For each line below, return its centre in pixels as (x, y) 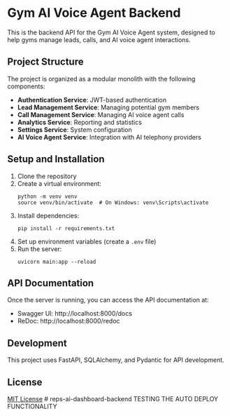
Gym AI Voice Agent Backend (94, 13)
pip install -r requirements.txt (66, 228)
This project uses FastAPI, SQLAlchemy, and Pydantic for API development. (116, 360)
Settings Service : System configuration (75, 129)
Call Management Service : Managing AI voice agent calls (101, 114)
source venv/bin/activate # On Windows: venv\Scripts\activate (113, 202)
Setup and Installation (56, 159)
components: (26, 86)
